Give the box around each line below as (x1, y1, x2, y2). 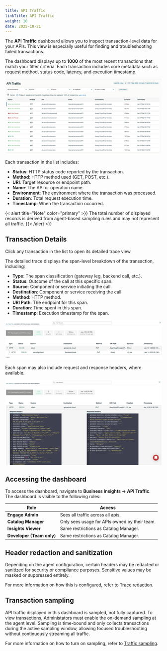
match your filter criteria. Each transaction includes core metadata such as (5, 64, 158, 70)
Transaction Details (5, 235, 67, 244)
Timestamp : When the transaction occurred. (12, 200, 104, 206)
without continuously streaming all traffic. (5, 631, 90, 637)
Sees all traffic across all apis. (60, 512, 121, 518)
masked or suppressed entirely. (5, 572, 70, 578)
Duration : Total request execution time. (12, 195, 93, 201)
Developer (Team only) (7, 532, 56, 538)
